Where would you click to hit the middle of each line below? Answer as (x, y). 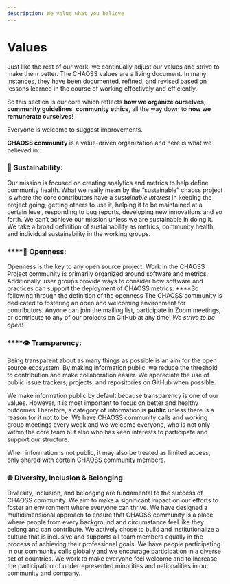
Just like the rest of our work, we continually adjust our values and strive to (113, 67)
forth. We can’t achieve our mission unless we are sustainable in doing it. (110, 219)
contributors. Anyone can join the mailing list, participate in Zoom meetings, (114, 310)
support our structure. (38, 439)
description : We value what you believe (66, 13)
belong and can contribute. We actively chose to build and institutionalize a (113, 529)
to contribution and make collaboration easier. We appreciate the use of (108, 375)
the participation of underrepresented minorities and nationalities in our (108, 565)
